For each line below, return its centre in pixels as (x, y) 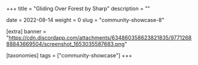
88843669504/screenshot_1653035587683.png (66, 44)
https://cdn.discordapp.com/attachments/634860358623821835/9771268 (100, 38)
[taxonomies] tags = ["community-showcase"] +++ (69, 55)
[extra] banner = (26, 31)
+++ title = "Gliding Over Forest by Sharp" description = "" (78, 9)
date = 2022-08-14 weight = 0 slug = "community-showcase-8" (85, 20)
